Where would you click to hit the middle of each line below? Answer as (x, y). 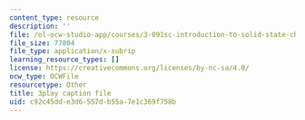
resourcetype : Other (49, 85)
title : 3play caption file (60, 93)
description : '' (40, 26)
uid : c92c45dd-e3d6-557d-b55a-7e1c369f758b (93, 102)
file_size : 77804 (42, 43)
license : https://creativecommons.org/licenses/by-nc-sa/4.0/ (129, 69)
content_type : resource (54, 18)
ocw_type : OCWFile (44, 77)
